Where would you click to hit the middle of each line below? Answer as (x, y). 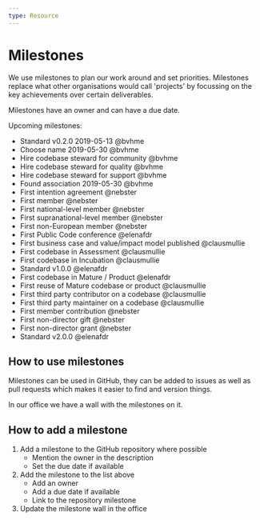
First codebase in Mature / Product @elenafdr (95, 277)
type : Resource (34, 16)
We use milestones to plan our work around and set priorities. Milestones (129, 78)
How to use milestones (66, 361)
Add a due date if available (76, 492)
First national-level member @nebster (82, 209)
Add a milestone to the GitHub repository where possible (113, 450)
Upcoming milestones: (45, 126)
